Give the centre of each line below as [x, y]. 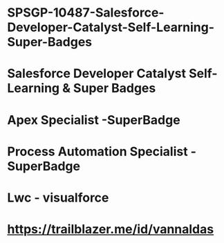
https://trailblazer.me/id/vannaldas [111, 230]
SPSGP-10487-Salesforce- [86, 13]
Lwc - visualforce [58, 197]
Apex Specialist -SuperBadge [94, 120]
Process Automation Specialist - [102, 152]
